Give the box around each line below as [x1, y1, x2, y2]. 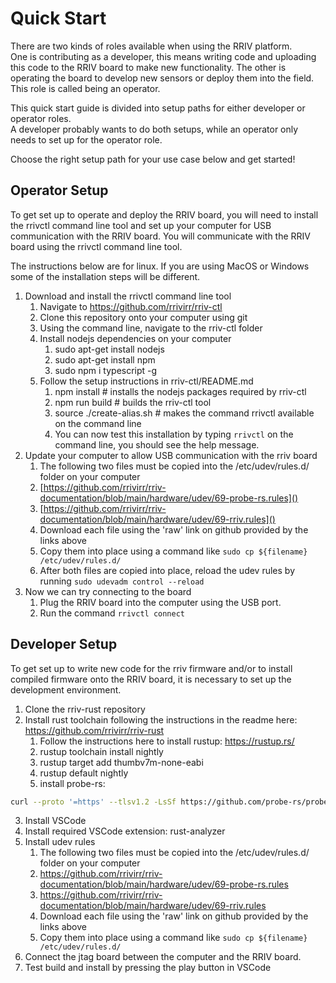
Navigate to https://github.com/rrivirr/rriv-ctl [39, 300, 223, 312]
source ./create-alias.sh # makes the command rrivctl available [54, 407, 315, 419]
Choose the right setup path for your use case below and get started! [10, 153, 296, 165]
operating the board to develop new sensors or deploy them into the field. [10, 72, 315, 84]
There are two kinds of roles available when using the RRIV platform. [10, 40, 293, 52]
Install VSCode [24, 815, 87, 827]
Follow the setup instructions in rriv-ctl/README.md [39, 375, 254, 387]
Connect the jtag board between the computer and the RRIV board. [24, 951, 302, 963]
